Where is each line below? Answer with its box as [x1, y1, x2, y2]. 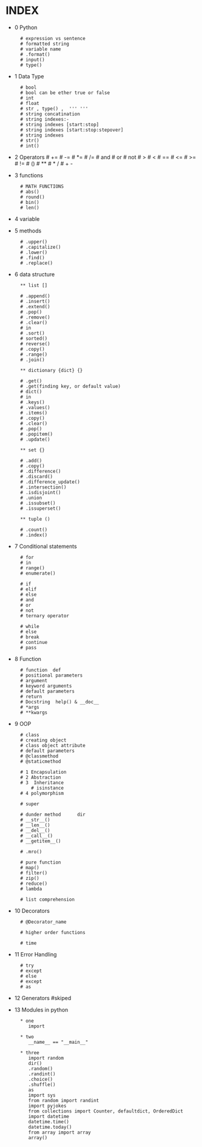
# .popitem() [20, 431, 53, 437]
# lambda [20, 885, 42, 892]
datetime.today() [28, 1124, 72, 1130]
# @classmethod [20, 753, 59, 759]
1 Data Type [14, 72, 44, 80]
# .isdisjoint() [20, 489, 61, 495]
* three [20, 1049, 40, 1056]
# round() [20, 194, 45, 200]
